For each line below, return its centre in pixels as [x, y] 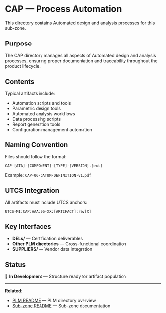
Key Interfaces [28, 227]
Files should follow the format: [36, 157]
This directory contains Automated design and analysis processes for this [80, 23]
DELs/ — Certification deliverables [47, 239]
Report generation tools [36, 124]
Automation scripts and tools [41, 103]
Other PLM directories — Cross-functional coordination [69, 244]
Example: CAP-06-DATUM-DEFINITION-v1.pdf [48, 175]
